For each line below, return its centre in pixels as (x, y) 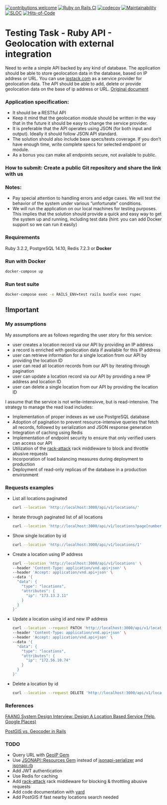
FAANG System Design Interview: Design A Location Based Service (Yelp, (81, 717)
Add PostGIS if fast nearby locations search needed (65, 797)
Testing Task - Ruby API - (58, 33)
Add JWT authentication (37, 771)
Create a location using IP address (47, 554)
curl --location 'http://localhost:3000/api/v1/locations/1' (77, 545)
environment (25, 475)
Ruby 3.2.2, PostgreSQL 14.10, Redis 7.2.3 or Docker (58, 248)
